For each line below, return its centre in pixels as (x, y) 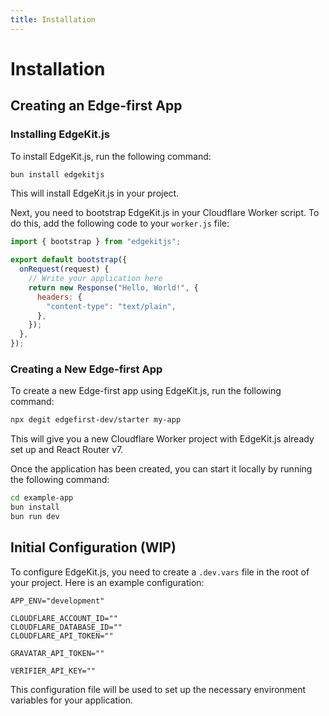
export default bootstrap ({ (69, 260)
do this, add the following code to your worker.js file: (120, 223)
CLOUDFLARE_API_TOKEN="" (62, 636)
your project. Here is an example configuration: (107, 582)
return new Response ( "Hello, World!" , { (113, 287)
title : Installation (53, 19)
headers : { (59, 297)
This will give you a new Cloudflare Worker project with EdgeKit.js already (162, 439)
